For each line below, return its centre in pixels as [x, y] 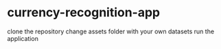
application [23, 38]
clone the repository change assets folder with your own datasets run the [111, 31]
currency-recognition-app [84, 13]
